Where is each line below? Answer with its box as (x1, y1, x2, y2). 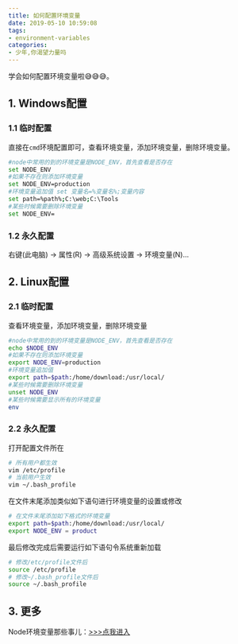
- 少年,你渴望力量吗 (8, 48, 67, 56)
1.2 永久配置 (8, 230, 55, 241)
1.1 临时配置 (8, 122, 52, 134)
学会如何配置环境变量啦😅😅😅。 (8, 72, 113, 80)
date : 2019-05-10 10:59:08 (8, 19, 98, 27)
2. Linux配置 (8, 275, 70, 289)
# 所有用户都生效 (8, 459, 57, 467)
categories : (8, 41, 48, 49)
